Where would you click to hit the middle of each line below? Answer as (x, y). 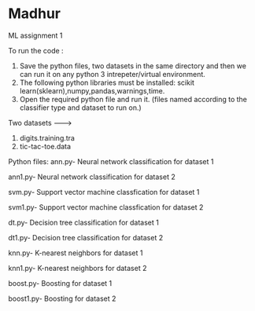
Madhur (35, 14)
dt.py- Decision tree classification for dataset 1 (83, 222)
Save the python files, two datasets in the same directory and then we (133, 66)
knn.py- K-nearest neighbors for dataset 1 (76, 253)
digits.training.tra (47, 137)
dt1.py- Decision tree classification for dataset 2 (86, 237)
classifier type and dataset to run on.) (80, 108)
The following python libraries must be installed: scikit (107, 82)
